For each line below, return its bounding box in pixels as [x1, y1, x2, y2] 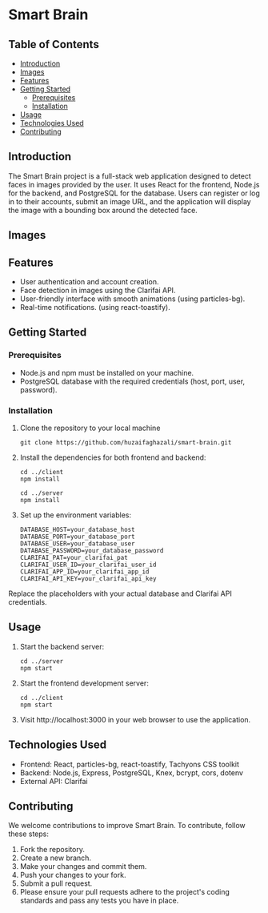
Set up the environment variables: [19, 510, 132, 520]
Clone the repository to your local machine [19, 423, 161, 432]
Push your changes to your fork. [19, 871, 126, 880]
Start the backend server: [19, 642, 105, 651]
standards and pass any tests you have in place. [19, 895, 179, 906]
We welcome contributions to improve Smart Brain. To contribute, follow [8, 821, 246, 831]
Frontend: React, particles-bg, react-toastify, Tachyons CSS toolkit [19, 759, 240, 769]
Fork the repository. [19, 845, 86, 855]
